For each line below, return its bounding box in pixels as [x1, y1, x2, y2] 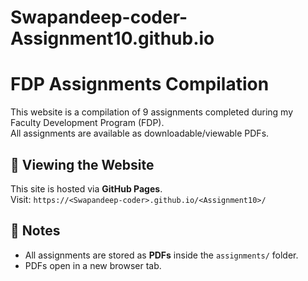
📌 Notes [10, 222, 61, 240]
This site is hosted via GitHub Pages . [10, 182, 163, 195]
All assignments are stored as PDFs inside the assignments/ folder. [24, 249, 299, 261]
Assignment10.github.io [10, 27, 215, 50]
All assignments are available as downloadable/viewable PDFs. [10, 127, 270, 140]
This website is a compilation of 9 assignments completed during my [10, 106, 294, 118]
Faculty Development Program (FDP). [10, 117, 165, 129]
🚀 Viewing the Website [10, 156, 155, 173]
